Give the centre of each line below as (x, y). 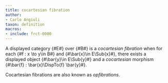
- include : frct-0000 (29, 34)
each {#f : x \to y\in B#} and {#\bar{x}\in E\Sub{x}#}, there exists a (76, 54)
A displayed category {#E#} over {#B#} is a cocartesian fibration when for (84, 48)
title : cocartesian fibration (38, 10)
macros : (14, 29)
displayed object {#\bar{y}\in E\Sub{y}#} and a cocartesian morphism (80, 59)
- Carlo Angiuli (23, 19)
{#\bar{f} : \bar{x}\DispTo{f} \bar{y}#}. (46, 65)
